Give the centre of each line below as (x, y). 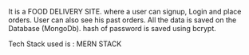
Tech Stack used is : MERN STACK (65, 44)
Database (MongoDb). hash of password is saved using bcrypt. (113, 28)
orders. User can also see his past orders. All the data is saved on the (123, 20)
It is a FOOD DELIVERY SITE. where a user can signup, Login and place (125, 12)
